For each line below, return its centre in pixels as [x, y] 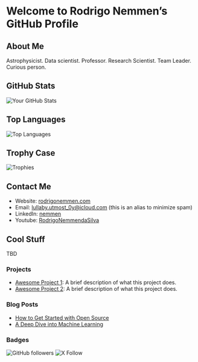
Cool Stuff [26, 239]
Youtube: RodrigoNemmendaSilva [57, 220]
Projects [19, 269]
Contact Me [29, 186]
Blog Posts [22, 305]
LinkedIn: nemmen [38, 214]
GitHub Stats [31, 86]
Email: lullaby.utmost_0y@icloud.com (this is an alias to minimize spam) [104, 208]
